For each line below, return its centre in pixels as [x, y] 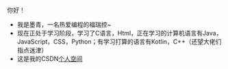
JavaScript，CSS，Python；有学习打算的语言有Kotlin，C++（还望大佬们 [119, 42]
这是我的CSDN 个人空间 [50, 59]
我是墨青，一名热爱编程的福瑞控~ [64, 25]
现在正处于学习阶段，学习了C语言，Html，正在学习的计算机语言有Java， [119, 33]
